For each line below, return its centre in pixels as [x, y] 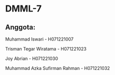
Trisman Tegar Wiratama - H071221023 [46, 49]
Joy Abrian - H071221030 [32, 58]
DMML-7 [23, 9]
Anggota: [20, 27]
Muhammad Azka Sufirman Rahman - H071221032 [57, 68]
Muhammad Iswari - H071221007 [40, 39]
